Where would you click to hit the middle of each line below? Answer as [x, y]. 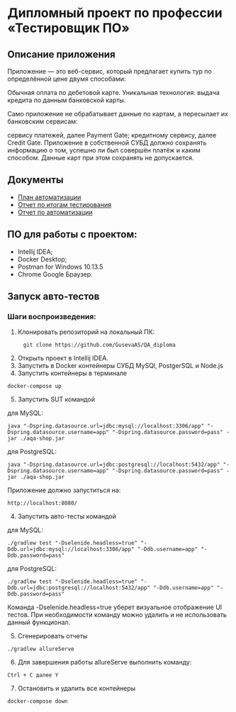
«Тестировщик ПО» [68, 28]
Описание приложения [61, 54]
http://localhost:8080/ [43, 504]
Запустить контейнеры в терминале [72, 373]
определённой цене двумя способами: [67, 79]
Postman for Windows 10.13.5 [60, 267]
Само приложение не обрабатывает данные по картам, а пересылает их [118, 114]
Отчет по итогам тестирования [64, 204]
